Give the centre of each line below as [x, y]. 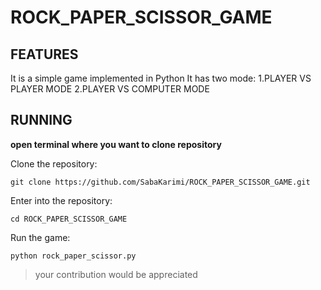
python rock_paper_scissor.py [73, 256]
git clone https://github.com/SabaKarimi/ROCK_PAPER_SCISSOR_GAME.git [160, 182]
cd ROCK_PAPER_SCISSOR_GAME [69, 219]
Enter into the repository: [61, 200]
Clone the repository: [54, 163]
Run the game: [40, 237]
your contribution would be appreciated [116, 274]
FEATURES [44, 54]
